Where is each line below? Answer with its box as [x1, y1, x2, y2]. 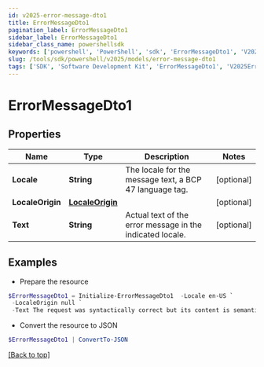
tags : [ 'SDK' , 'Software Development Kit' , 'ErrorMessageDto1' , [8, 63, 223, 71]
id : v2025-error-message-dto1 [8, 11, 108, 20]
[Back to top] [8, 350, 50, 360]
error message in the [125, 219, 203, 230]
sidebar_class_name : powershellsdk [8, 41, 125, 49]
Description [144, 151, 190, 162]
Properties [8, 127, 61, 141]
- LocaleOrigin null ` [11, 299, 82, 307]
